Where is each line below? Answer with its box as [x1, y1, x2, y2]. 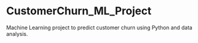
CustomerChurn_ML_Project [6, 4, 152, 18]
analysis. [6, 30, 28, 37]
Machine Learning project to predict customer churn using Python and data [6, 24, 193, 31]
